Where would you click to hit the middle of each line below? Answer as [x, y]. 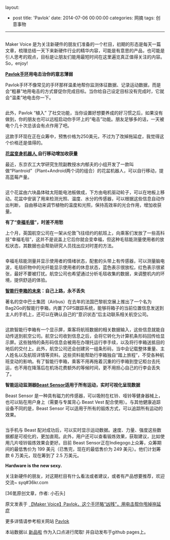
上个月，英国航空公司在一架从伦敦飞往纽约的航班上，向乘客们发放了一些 [80, 233]
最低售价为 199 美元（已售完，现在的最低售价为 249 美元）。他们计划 [85, 449]
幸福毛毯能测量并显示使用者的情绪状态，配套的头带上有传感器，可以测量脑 [83, 261]
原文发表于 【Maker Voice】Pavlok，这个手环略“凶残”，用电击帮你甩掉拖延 [83, 504]
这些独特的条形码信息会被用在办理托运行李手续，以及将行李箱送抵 [87, 342]
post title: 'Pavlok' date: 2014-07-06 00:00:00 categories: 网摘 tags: [84, 18]
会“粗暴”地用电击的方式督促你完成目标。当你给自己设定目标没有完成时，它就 [85, 91]
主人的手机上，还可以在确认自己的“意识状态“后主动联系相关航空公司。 [78, 314]
